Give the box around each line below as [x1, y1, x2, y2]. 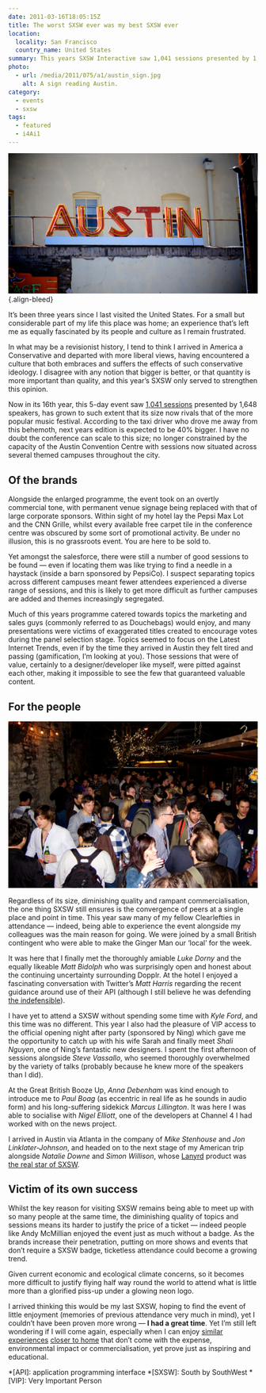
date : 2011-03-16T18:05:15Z [8, 13, 101, 21]
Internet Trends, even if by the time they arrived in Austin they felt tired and [8, 643, 253, 653]
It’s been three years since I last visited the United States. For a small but [8, 310, 245, 320]
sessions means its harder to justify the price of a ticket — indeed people [8, 1220, 247, 1230]
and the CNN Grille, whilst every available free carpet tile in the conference [8, 520, 253, 529]
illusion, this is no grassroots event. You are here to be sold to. [8, 536, 211, 547]
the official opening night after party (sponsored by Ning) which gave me [8, 1027, 246, 1037]
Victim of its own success [8, 1183, 139, 1196]
